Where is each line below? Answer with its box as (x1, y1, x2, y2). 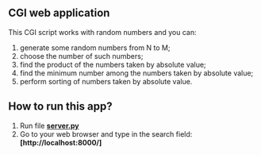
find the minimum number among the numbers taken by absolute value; (19, 68, 254, 78)
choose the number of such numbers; (19, 51, 144, 60)
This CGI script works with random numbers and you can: (8, 27, 197, 37)
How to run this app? (8, 99, 113, 114)
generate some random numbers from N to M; (19, 43, 171, 52)
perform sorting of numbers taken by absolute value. (19, 76, 193, 86)
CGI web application (8, 6, 110, 20)
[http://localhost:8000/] (19, 138, 102, 147)
